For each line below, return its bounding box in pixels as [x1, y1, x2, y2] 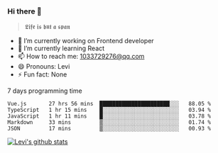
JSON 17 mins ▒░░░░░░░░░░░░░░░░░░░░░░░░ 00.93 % [7, 125, 212, 132]
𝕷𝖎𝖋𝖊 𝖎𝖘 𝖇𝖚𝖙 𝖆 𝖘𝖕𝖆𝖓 [24, 23, 70, 31]
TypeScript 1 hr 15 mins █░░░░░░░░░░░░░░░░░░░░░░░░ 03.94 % [7, 106, 212, 114]
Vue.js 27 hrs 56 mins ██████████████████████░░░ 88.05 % [7, 101, 212, 108]
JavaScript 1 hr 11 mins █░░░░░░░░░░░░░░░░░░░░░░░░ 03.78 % [7, 113, 212, 120]
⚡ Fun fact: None [17, 70, 67, 79]
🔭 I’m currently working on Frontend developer [17, 37, 154, 45]
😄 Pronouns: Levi [17, 62, 70, 71]
